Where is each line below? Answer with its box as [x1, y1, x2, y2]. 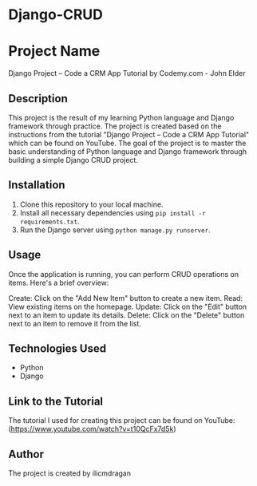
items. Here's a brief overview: [8, 278, 109, 287]
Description [8, 92, 68, 105]
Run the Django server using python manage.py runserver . [19, 225, 211, 235]
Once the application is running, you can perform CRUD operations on [8, 269, 239, 279]
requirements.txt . [19, 216, 80, 226]
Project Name [8, 42, 101, 61]
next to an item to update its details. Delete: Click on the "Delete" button [8, 310, 245, 320]
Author [8, 447, 44, 460]
